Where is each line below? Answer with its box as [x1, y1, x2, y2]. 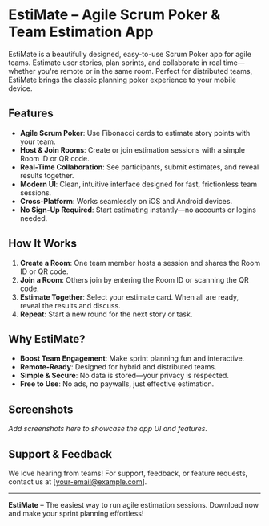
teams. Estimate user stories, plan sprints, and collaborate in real [8, 58, 222, 67]
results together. [19, 170, 74, 180]
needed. [19, 213, 48, 222]
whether [8, 66, 36, 75]
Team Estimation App [8, 22, 154, 41]
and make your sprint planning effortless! [8, 508, 144, 518]
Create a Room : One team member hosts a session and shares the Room [19, 258, 261, 267]
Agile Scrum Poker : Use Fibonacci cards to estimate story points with [19, 128, 251, 137]
